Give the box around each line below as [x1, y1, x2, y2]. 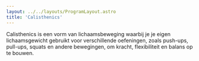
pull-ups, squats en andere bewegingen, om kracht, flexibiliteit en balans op [6, 43, 193, 50]
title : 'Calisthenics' [6, 14, 63, 20]
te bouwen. [6, 49, 34, 56]
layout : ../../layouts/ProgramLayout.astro [6, 8, 117, 15]
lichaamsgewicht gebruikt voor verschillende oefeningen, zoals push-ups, [6, 37, 188, 44]
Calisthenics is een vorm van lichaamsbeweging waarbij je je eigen [6, 30, 171, 37]
